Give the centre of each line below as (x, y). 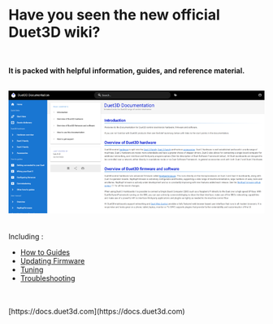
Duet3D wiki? (54, 32)
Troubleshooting (48, 278)
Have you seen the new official (115, 15)
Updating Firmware (52, 261)
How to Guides (45, 252)
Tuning (32, 269)
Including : (26, 236)
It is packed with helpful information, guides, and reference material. (127, 70)
